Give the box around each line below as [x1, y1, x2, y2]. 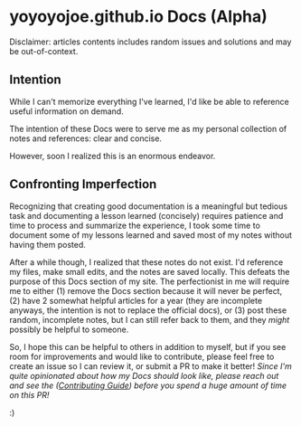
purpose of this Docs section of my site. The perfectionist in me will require [9, 276, 290, 287]
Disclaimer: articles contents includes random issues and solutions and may [9, 36, 292, 47]
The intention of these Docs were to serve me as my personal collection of [9, 123, 287, 134]
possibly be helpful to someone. [9, 324, 129, 335]
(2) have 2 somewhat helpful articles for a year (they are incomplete [9, 295, 263, 306]
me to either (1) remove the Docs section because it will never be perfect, [9, 285, 283, 296]
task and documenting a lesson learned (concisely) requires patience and [9, 210, 284, 221]
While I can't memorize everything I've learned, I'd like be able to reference [9, 96, 289, 107]
